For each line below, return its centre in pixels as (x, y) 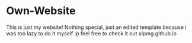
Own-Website (41, 11)
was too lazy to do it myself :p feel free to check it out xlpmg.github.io (91, 33)
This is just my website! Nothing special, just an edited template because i (96, 27)
